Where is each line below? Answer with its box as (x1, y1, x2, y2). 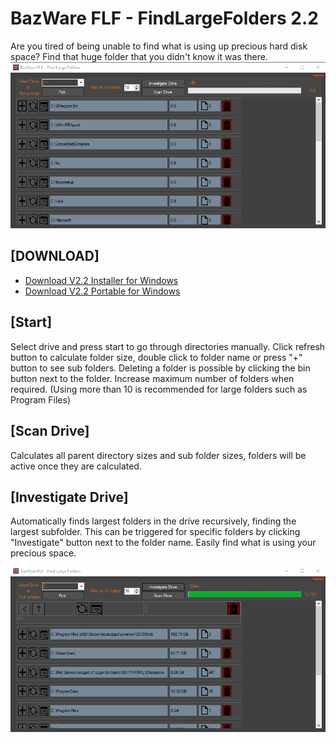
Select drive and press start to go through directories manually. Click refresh (10, 340, 326, 352)
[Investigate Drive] (10, 488, 129, 506)
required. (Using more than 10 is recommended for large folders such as (10, 383, 308, 395)
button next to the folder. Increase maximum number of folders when (10, 372, 295, 384)
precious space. (10, 547, 77, 559)
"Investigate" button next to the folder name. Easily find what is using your (10, 537, 317, 549)
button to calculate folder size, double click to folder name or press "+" (10, 351, 303, 363)
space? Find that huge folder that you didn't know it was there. (10, 50, 268, 62)
